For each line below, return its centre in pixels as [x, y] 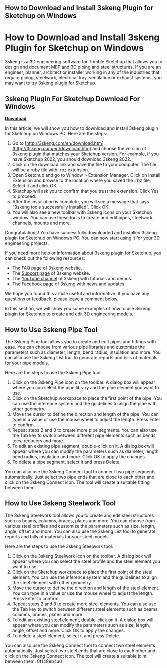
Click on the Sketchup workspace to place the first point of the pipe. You [87, 398]
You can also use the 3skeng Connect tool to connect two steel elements [80, 645]
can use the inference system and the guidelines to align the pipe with [84, 403]
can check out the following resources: [45, 258]
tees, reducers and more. [38, 440]
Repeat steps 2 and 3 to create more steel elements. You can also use [84, 604]
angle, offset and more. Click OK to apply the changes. [69, 630]
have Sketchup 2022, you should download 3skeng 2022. [72, 159]
